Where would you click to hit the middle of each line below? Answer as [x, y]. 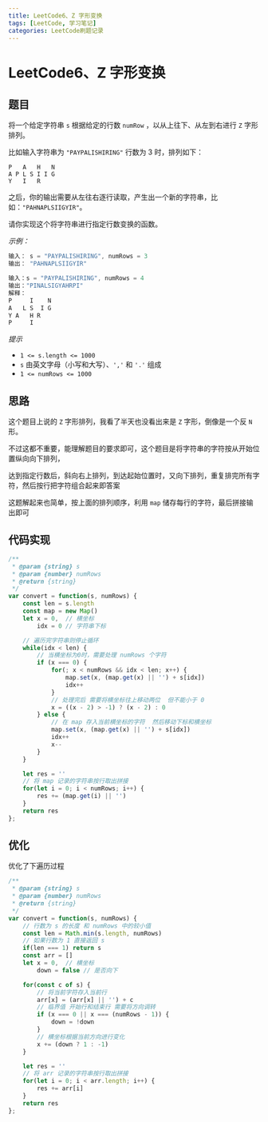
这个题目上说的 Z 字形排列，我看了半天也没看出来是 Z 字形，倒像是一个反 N [130, 421]
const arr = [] [48, 956]
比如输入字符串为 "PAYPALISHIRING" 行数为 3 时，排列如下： [106, 152]
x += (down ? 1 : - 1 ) [73, 1044]
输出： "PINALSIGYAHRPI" [46, 285]
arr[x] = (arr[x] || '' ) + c [85, 1000]
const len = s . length [58, 604]
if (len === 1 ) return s [62, 948]
